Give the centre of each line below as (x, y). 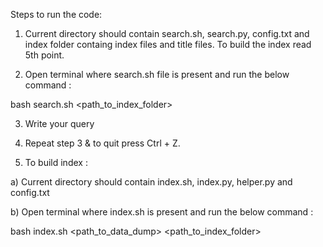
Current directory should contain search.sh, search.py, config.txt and (167, 33)
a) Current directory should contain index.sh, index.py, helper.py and (151, 182)
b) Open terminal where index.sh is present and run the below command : (162, 212)
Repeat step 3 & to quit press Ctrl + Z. (102, 143)
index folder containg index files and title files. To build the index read (168, 44)
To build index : (56, 162)
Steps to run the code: (56, 14)
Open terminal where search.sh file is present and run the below (157, 74)
